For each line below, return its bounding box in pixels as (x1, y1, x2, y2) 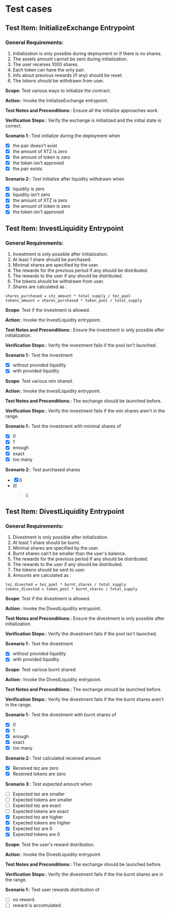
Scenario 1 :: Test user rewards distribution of (5, 886, 100, 893)
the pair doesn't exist (12, 142, 58, 148)
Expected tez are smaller (12, 791, 65, 797)
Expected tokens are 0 (12, 831, 60, 837)
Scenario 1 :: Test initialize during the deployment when (5, 133, 121, 139)
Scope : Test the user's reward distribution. (5, 841, 95, 847)
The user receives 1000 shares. (12, 61, 79, 67)
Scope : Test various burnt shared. (5, 666, 77, 673)
